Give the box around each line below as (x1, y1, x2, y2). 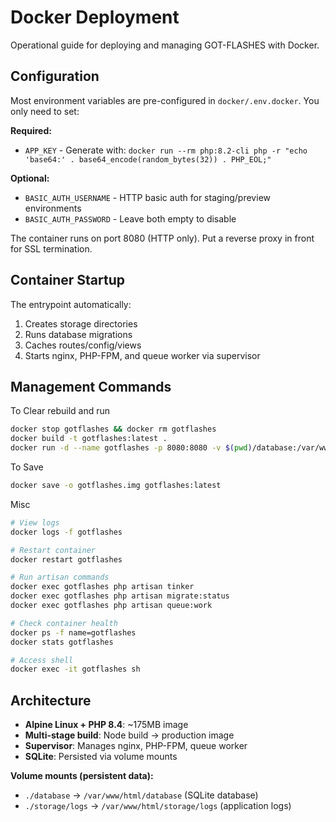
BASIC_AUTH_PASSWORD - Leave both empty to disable (24, 212, 237, 225)
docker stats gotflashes (10, 637, 114, 647)
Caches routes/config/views (24, 339, 142, 351)
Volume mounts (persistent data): (10, 770, 154, 782)
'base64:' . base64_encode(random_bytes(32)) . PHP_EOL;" (24, 154, 272, 165)
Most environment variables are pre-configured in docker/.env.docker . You (10, 94, 320, 106)
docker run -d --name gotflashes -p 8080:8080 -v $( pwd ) (10, 443, 253, 453)
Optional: (10, 172, 50, 184)
